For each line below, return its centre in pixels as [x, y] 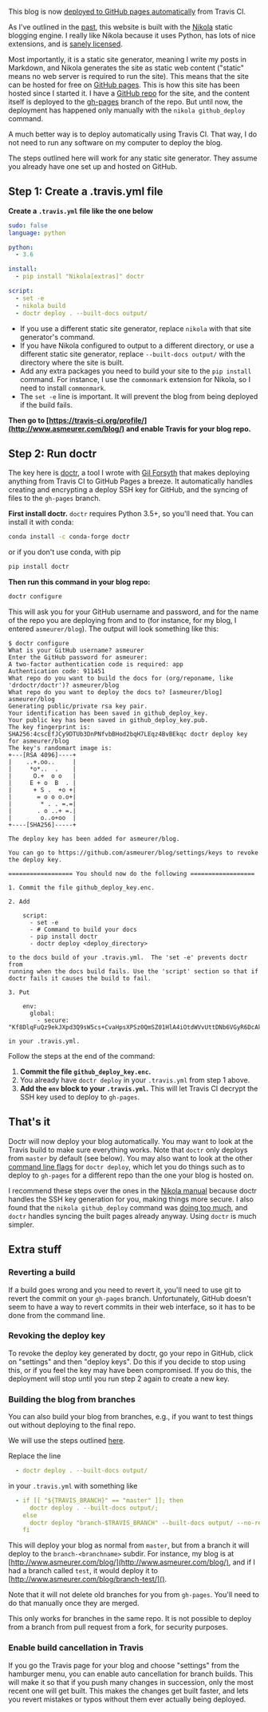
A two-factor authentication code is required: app [96, 665]
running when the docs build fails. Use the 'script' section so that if [134, 972]
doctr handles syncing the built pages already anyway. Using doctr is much [132, 1216]
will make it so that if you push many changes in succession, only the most [131, 1682]
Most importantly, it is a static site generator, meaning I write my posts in [128, 59]
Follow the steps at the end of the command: [82, 1056]
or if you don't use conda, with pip [65, 552]
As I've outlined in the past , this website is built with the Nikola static [120, 27]
